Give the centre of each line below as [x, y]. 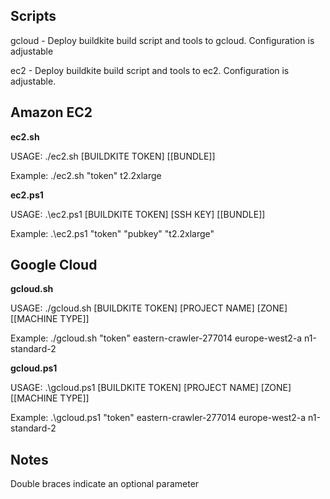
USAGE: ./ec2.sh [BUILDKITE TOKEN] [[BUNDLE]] [113, 156]
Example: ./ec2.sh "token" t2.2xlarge [86, 175]
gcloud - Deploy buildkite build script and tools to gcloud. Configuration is [162, 40]
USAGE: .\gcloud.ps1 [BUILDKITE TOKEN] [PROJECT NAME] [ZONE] [151, 388]
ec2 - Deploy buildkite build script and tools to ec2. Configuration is [150, 70]
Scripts [33, 16]
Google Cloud [54, 265]
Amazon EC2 [51, 112]
